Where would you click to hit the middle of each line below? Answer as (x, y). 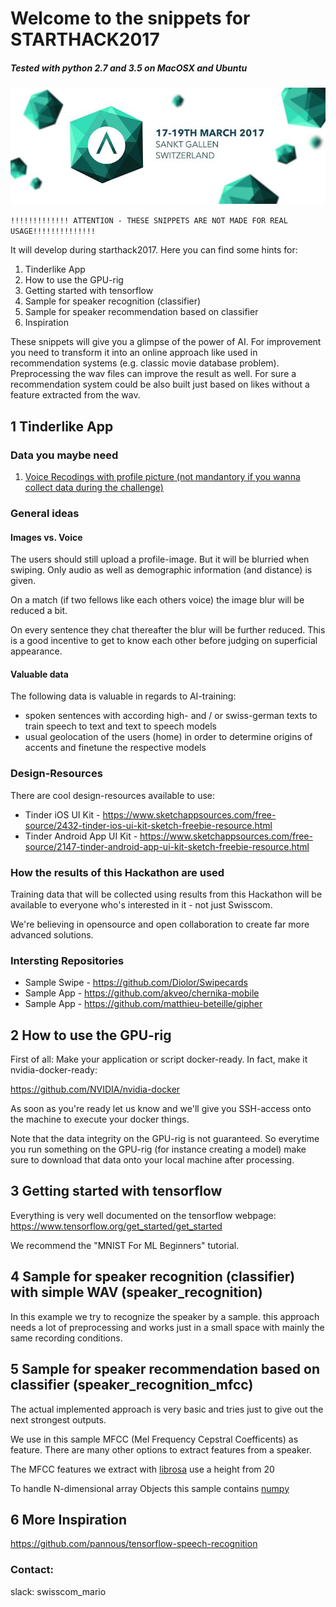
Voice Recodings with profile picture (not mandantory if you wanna (162, 477)
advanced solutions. (52, 934)
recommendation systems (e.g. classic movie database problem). (145, 363)
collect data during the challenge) (94, 488)
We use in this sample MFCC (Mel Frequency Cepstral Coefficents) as (154, 1439)
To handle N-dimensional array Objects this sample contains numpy (150, 1488)
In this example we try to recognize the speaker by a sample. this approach (165, 1316)
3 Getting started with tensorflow (116, 1191)
